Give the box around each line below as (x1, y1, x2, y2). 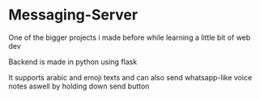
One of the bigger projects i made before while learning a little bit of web (8, 32, 251, 42)
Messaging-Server (8, 6, 139, 24)
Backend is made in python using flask (8, 57, 138, 67)
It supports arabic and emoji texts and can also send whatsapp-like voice (8, 72, 253, 82)
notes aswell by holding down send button (8, 81, 150, 91)
